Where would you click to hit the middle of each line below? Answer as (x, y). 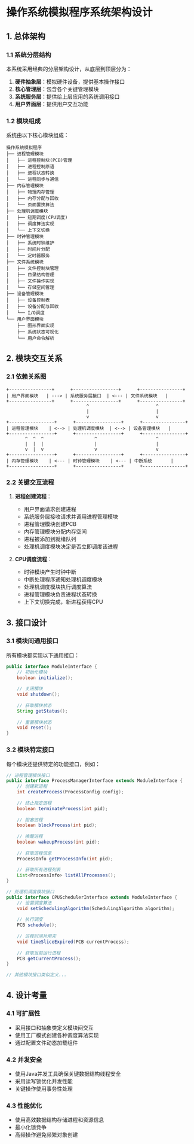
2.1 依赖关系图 (26, 376)
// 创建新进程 (32, 786)
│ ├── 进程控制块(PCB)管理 (39, 160)
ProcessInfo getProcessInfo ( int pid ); (65, 859)
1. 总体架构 (26, 36)
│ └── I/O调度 (25, 313)
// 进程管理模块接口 (28, 775)
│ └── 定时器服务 (28, 256)
